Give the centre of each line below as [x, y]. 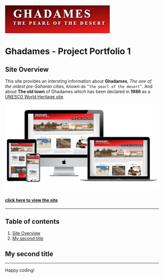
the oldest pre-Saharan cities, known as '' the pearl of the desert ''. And [79, 86]
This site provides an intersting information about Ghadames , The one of [78, 81]
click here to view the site [31, 200]
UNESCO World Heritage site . [35, 97]
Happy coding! [20, 270]
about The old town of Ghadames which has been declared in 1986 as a [78, 92]
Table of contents [32, 221]
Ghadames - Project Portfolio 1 [68, 51]
